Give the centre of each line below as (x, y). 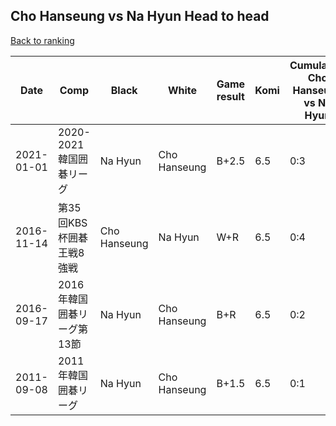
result (230, 96)
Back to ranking (42, 40)
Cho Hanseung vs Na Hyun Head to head (140, 16)
